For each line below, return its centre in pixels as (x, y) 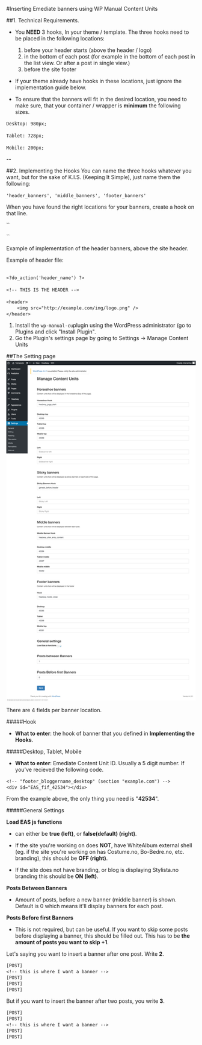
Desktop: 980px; (26, 124)
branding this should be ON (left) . (57, 876)
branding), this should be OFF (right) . (61, 858)
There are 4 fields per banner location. (54, 710)
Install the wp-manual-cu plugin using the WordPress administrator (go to (103, 325)
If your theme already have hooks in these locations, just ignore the (98, 81)
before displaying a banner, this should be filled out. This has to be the (103, 936)
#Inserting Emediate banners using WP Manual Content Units (82, 9)
